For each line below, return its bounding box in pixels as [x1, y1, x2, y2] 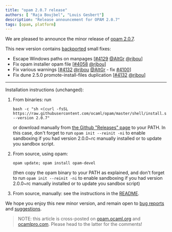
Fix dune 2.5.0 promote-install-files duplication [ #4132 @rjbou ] [12, 72, 146, 78]
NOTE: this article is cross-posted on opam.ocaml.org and [17, 216, 141, 222]
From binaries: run [12, 97, 52, 103]
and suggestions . [5, 206, 42, 212]
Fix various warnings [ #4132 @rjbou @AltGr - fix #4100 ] [12, 67, 132, 73]
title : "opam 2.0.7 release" [5, 7, 68, 13]
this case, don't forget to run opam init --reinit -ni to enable [12, 130, 146, 136]
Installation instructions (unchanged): [5, 87, 84, 93]
